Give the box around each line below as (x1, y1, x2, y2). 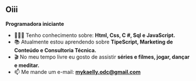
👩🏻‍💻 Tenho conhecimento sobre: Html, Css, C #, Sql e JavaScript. (13, 32, 175, 39)
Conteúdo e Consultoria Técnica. (13, 46, 97, 53)
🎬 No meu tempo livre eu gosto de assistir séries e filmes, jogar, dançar (13, 53, 190, 60)
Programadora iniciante (5, 20, 65, 27)
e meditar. (13, 62, 40, 69)
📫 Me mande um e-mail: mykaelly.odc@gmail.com (13, 68, 141, 75)
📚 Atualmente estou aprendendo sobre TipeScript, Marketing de (13, 38, 174, 45)
